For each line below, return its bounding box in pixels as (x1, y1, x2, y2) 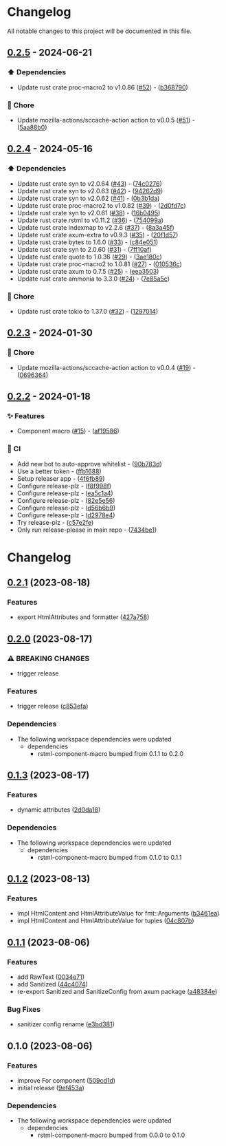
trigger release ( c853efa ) (16, 702, 89, 711)
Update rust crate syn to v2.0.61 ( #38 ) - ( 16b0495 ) (16, 208, 161, 217)
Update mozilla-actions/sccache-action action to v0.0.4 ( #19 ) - (16, 363, 196, 371)
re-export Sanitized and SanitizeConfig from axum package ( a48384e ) (16, 988, 218, 996)
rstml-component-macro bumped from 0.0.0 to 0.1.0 (37, 1131, 185, 1139)
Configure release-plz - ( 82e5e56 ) (16, 496, 115, 504)
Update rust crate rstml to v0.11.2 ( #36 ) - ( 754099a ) (16, 216, 163, 224)
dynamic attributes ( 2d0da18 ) (16, 806, 101, 814)
